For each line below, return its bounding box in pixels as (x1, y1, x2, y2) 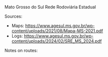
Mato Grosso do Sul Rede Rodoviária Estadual (4, 4, 96, 10)
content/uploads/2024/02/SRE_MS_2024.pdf (11, 38, 102, 44)
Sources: (4, 14, 23, 19)
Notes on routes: (4, 48, 38, 53)
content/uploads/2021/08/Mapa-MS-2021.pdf (11, 28, 103, 33)
